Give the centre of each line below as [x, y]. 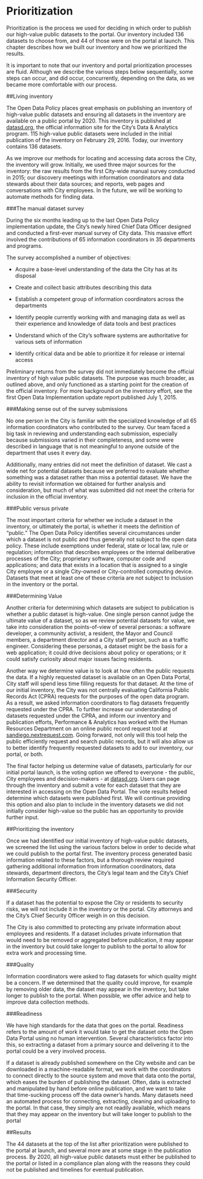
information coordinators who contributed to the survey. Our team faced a [98, 427]
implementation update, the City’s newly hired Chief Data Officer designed [99, 226]
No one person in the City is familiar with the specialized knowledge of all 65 [101, 421]
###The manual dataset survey [45, 208]
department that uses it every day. [49, 453]
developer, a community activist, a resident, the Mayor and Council [89, 633]
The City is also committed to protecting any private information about [94, 927]
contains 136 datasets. [34, 146]
